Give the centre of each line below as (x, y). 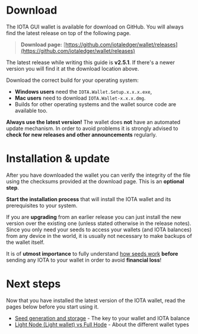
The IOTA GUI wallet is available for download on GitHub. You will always (95, 27)
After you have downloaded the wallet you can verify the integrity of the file (98, 175)
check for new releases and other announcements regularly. (82, 135)
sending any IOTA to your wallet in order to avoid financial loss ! (84, 260)
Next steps (33, 284)
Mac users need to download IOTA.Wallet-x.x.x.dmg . (80, 98)
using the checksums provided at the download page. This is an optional (95, 181)
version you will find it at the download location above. (73, 68)
